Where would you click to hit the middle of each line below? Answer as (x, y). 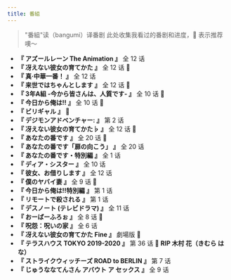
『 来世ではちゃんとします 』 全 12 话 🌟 (74, 84)
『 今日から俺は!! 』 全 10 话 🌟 (60, 102)
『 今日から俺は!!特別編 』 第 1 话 (65, 190)
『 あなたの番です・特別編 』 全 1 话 (69, 155)
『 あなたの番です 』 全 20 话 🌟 (62, 137)
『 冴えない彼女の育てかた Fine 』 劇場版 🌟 (79, 234)
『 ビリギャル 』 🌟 (44, 111)
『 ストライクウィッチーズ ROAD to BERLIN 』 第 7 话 (94, 260)
